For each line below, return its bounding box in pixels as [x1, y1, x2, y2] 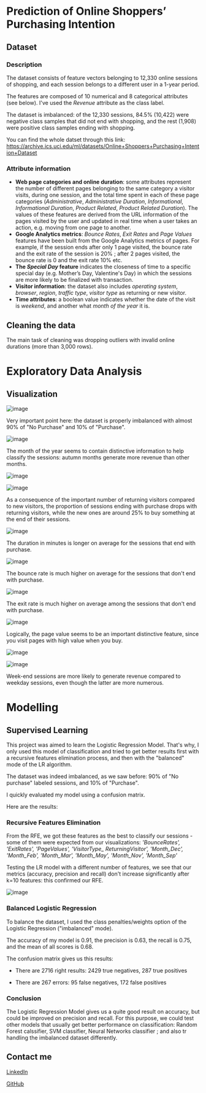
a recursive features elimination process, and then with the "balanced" [6, 754, 185, 761]
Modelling [6, 701, 59, 715]
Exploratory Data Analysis [6, 364, 142, 378]
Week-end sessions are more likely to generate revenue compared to [6, 672, 181, 680]
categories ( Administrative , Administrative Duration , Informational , [15, 198, 184, 205]
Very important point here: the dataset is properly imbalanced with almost [6, 416, 193, 424]
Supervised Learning [6, 725, 88, 735]
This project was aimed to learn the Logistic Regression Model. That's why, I [6, 741, 199, 749]
